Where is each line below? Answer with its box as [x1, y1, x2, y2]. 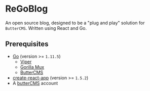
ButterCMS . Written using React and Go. [5, 25, 87, 31]
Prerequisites [5, 40, 49, 49]
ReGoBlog [5, 3, 48, 15]
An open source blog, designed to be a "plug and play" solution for [5, 20, 145, 26]
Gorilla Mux [20, 64, 45, 70]
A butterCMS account [12, 80, 58, 86]
